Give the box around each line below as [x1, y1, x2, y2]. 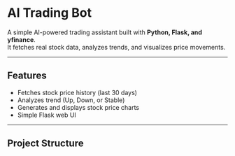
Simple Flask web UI [17, 111, 77, 119]
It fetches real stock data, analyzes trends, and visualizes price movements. [7, 43, 226, 51]
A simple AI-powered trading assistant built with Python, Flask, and [7, 28, 203, 36]
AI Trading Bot [7, 5, 92, 21]
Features [7, 70, 47, 82]
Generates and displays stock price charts [17, 103, 140, 111]
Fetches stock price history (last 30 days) [17, 88, 138, 97]
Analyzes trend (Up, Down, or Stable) [17, 96, 125, 104]
